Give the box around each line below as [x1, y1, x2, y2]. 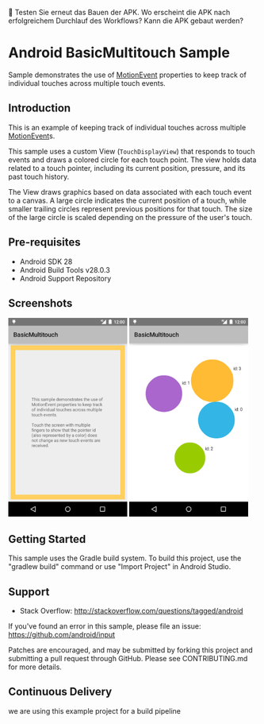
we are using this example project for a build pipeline [8, 706, 181, 715]
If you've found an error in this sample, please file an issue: [8, 621, 201, 631]
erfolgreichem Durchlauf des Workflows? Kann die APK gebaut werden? [8, 16, 244, 25]
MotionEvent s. [8, 131, 55, 141]
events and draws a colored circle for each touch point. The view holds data [8, 155, 257, 165]
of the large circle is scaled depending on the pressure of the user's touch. [8, 212, 253, 222]
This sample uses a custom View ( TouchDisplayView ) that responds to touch [8, 146, 255, 156]
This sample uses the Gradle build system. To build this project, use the [8, 553, 242, 563]
